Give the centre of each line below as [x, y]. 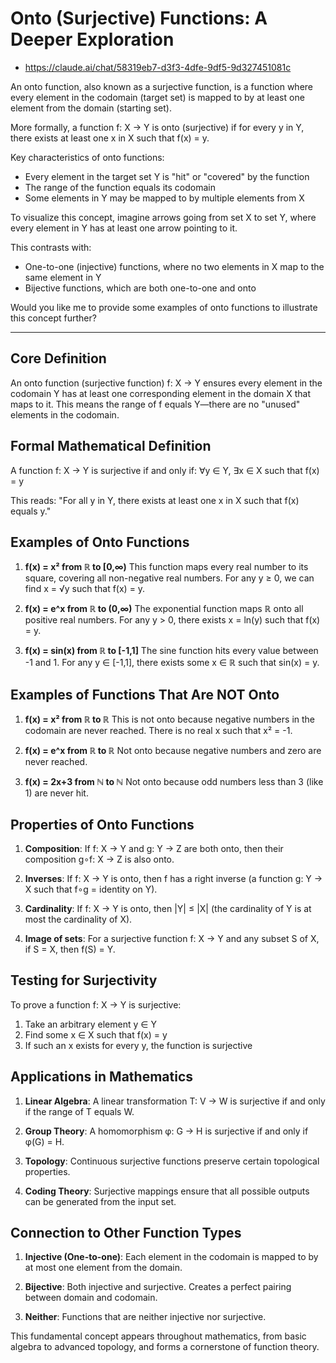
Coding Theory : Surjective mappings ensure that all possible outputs [167, 1191]
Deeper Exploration [92, 39]
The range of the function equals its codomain [120, 187]
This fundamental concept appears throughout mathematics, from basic [158, 1336]
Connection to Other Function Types [126, 1233]
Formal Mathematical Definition [111, 446]
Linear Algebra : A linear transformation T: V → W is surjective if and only [175, 1101]
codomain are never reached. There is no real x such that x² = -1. [158, 731]
